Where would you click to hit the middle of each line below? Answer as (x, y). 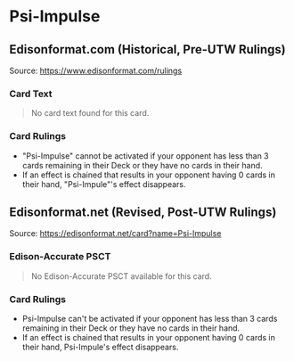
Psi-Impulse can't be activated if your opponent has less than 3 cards (150, 319)
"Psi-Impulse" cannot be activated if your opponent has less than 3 (145, 156)
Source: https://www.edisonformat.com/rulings (96, 70)
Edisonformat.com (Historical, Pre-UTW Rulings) (148, 49)
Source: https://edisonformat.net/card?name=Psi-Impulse (115, 234)
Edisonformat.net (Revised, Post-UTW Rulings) (143, 212)
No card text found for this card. (90, 113)
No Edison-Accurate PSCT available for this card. (121, 276)
